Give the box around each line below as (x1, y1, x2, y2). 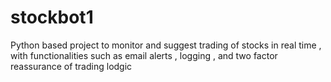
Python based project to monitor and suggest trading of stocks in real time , (10, 39, 322, 51)
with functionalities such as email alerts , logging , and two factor (10, 49, 278, 61)
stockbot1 (10, 6, 94, 29)
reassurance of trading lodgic (10, 60, 133, 72)
